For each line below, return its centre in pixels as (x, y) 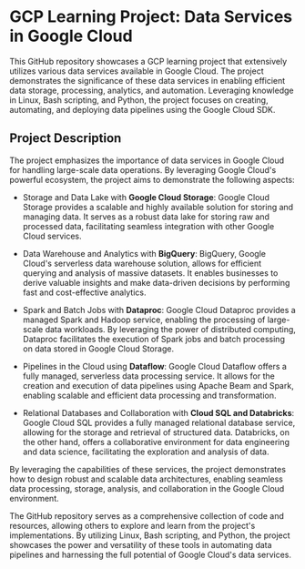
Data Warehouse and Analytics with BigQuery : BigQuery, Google (144, 253)
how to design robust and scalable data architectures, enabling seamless (147, 479)
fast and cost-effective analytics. (85, 292)
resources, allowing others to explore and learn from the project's (132, 525)
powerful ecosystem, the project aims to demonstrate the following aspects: (152, 179)
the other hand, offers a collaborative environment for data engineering (156, 442)
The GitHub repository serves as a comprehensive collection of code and (147, 515)
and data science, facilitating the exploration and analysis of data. (146, 452)
